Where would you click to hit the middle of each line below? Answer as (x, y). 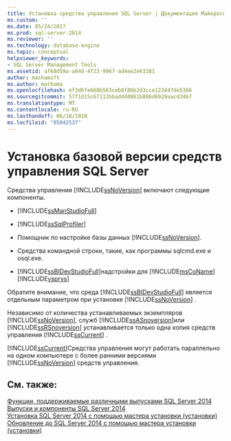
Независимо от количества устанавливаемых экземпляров (95, 313)
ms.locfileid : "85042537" (44, 122)
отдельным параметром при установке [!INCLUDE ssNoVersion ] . (102, 300)
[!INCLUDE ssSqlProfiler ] (51, 224)
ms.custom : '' (27, 20)
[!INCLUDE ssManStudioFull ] (57, 211)
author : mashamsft (33, 78)
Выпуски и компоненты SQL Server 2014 (66, 409)
